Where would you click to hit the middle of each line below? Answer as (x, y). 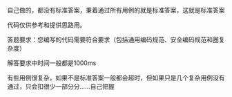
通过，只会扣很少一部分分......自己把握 (61, 86)
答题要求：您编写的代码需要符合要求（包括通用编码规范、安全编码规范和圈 (113, 39)
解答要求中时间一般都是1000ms (52, 63)
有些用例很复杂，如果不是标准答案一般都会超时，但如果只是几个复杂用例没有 (116, 78)
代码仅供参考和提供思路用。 (47, 25)
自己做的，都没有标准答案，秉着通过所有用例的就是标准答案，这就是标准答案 (116, 10)
